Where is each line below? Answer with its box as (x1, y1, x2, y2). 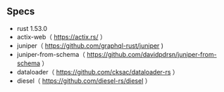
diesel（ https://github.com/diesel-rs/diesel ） (16, 77, 151, 85)
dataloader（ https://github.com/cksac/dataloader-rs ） (16, 67, 179, 76)
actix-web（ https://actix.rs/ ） (16, 32, 106, 41)
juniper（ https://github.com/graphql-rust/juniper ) (16, 41, 163, 50)
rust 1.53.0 (16, 24, 47, 32)
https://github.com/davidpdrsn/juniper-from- (87, 50, 217, 58)
